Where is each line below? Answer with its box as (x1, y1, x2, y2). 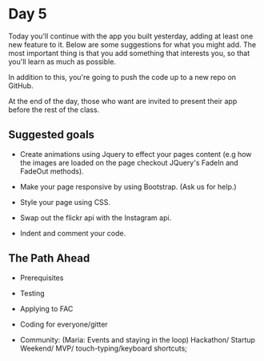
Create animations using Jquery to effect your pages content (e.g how (19, 149, 252, 158)
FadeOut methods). (19, 166, 84, 176)
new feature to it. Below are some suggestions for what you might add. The (8, 39, 257, 49)
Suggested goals (8, 128, 94, 142)
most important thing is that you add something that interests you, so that (8, 48, 250, 58)
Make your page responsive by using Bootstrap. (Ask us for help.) (19, 182, 238, 191)
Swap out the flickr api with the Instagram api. (19, 213, 172, 223)
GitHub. (8, 81, 34, 90)
